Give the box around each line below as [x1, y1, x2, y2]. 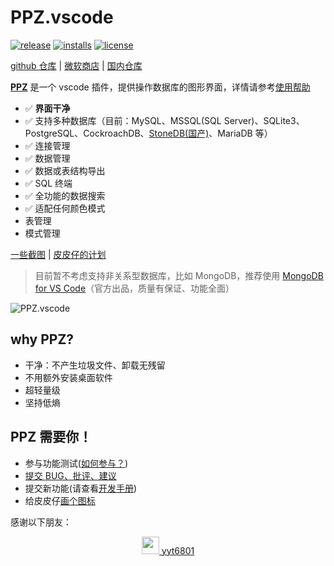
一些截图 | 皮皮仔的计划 [10, 248, 107, 260]
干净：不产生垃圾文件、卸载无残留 [24, 359, 166, 371]
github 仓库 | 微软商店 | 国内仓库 [10, 59, 143, 71]
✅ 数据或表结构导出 [24, 164, 106, 176]
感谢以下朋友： [10, 516, 72, 528]
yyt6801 [161, 544, 195, 556]
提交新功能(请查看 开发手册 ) [24, 482, 138, 494]
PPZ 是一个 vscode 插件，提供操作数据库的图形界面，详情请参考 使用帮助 [10, 81, 311, 93]
